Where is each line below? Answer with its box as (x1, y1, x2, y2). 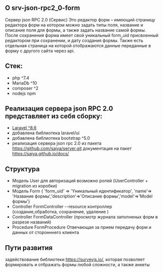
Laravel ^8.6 (12, 125, 36, 131)
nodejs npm (12, 90, 36, 96)
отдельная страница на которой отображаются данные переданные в (5, 42, 151, 48)
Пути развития (5, 243, 53, 252)
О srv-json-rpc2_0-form (5, 4, 80, 12)
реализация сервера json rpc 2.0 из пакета (12, 141, 102, 146)
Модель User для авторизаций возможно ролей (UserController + (12, 178, 148, 184)
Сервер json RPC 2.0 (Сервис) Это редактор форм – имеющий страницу (5, 17, 156, 22)
